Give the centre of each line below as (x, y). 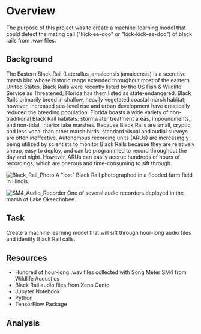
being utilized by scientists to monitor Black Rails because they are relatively (100, 144)
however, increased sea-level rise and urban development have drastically (98, 106)
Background (29, 59)
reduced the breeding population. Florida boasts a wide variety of (87, 112)
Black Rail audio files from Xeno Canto (62, 285)
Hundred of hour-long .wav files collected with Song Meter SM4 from (101, 272)
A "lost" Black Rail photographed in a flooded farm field (124, 175)
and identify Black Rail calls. (41, 239)
